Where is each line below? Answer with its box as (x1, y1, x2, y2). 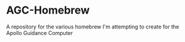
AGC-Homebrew (6, 4, 90, 17)
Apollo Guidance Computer (6, 29, 73, 36)
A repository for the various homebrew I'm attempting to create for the (6, 23, 180, 30)
